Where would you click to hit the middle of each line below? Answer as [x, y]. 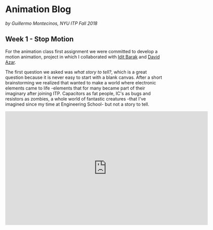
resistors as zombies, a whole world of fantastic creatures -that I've [76, 99]
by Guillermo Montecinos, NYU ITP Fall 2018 [51, 23]
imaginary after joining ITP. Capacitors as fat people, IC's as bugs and [78, 93]
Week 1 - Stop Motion [39, 39]
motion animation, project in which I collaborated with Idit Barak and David [83, 57]
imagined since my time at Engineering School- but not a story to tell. [77, 104]
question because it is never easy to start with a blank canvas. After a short [84, 77]
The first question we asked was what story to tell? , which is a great [76, 72]
